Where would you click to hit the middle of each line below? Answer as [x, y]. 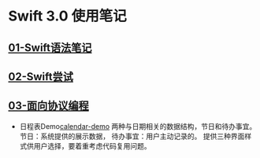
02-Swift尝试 [41, 77]
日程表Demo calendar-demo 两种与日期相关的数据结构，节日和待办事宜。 [138, 126]
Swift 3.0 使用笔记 [68, 16]
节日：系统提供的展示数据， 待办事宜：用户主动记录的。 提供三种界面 [132, 136]
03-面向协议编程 [48, 106]
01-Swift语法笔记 [50, 48]
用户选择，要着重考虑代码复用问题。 [92, 145]
